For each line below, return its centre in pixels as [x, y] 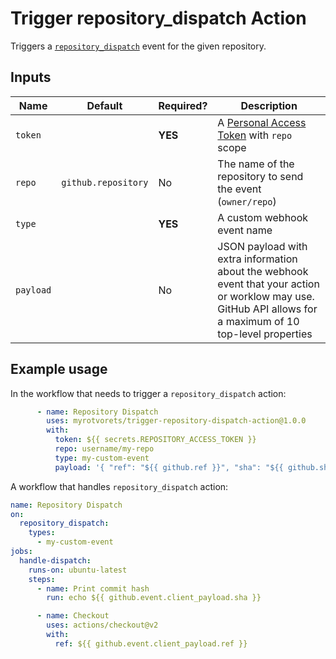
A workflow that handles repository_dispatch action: [119, 486]
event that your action [268, 284]
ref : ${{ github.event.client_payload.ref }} [151, 643]
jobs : [21, 552]
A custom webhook [263, 217]
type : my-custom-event [102, 458]
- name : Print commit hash [93, 588]
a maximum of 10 [258, 321]
